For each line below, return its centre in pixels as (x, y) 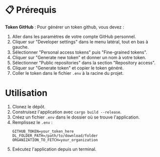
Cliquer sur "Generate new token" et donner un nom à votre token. (79, 57)
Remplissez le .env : (32, 122)
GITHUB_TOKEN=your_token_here (43, 131)
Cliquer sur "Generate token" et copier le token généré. (68, 68)
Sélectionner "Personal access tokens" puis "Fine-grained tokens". (80, 52)
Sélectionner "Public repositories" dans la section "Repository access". (84, 63)
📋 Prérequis (31, 10)
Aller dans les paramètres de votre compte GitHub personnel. (74, 36)
